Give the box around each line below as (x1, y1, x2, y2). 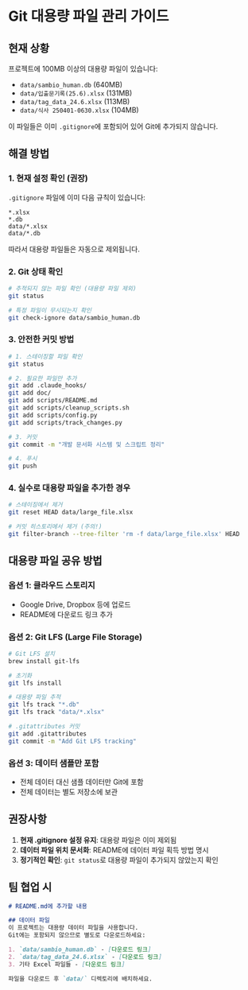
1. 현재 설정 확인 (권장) (8, 173, 89, 184)
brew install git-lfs (8, 657, 80, 665)
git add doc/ (8, 389, 52, 398)
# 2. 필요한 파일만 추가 (8, 375, 77, 382)
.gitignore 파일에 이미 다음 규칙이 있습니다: (8, 192, 145, 202)
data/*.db (8, 229, 41, 237)
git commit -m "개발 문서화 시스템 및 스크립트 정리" (8, 441, 165, 448)
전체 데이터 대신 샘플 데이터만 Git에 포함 (19, 777, 144, 786)
